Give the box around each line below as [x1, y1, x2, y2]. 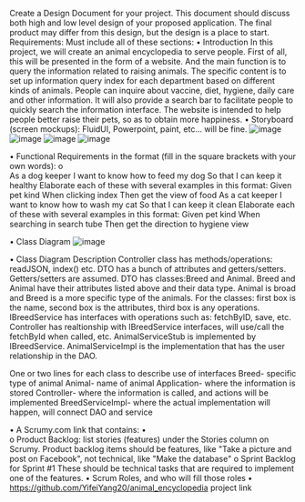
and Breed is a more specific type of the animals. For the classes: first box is [9, 293, 296, 303]
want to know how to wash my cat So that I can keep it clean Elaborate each [9, 199, 296, 210]
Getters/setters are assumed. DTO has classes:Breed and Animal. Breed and [9, 273, 296, 284]
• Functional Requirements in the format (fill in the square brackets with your [9, 151, 297, 162]
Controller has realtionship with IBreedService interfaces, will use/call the [9, 322, 285, 332]
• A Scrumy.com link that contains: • [9, 425, 147, 435]
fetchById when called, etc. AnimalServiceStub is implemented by [9, 331, 257, 342]
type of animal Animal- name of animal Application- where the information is [9, 377, 296, 388]
